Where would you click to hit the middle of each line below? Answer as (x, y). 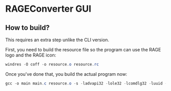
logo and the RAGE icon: (31, 55)
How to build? (27, 28)
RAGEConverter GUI (48, 9)
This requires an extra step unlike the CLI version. (57, 40)
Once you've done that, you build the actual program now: (66, 74)
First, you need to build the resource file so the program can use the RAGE (83, 50)
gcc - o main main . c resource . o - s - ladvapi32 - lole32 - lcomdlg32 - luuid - (86, 83)
